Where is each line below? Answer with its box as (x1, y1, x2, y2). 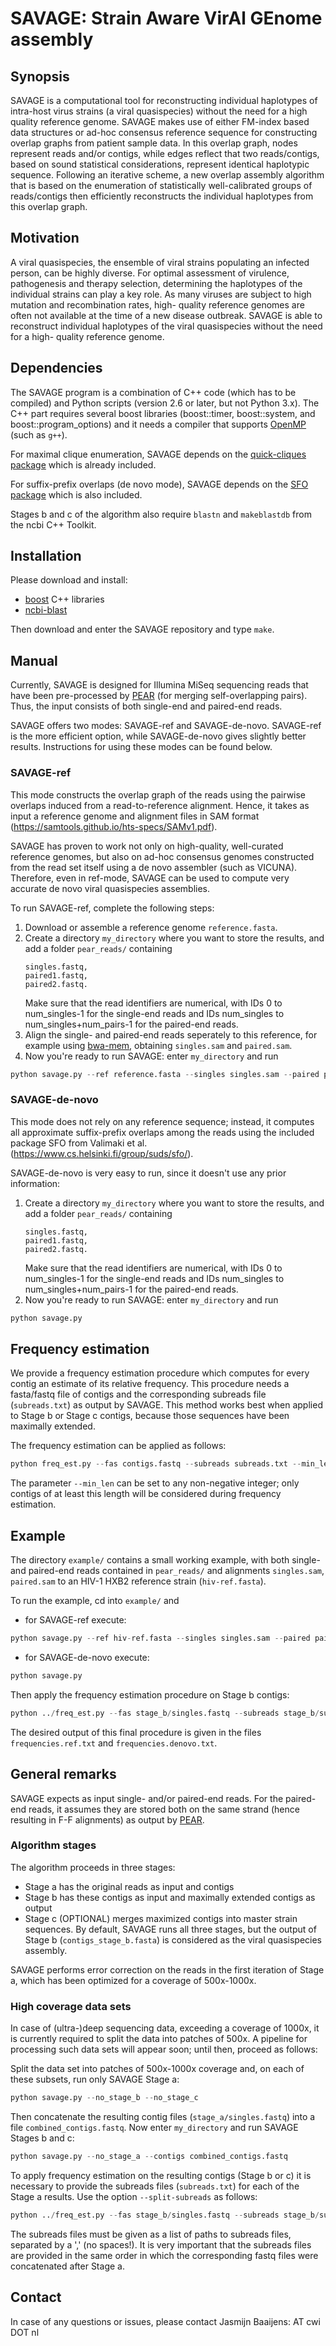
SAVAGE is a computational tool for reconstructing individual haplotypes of (10, 95, 318, 106)
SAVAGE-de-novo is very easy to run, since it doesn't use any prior (10, 1167, 287, 1179)
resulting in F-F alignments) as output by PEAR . (10, 1813, 205, 1826)
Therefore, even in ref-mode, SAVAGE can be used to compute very (10, 872, 290, 884)
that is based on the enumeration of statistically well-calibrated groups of (10, 180, 313, 191)
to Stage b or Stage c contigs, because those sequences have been (10, 1410, 290, 1422)
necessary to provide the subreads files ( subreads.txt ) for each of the (10, 2180, 300, 2192)
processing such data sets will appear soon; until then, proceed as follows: (10, 2043, 318, 2056)
